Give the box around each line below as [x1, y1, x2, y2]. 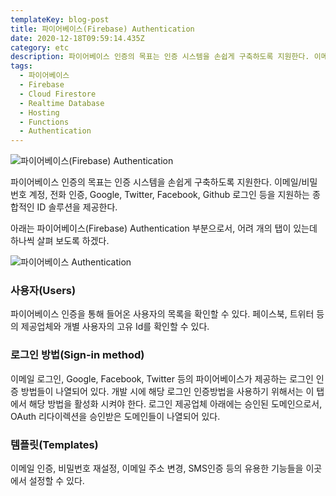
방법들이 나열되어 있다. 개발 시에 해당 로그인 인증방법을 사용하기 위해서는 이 [20, 385, 315, 397]
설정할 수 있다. [28, 475, 85, 487]
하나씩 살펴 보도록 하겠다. [10, 235, 110, 247]
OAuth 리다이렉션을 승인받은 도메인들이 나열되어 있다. [10, 410, 221, 422]
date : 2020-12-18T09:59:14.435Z [10, 33, 145, 43]
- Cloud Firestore [19, 89, 97, 99]
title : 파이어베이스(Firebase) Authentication [10, 24, 195, 34]
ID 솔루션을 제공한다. [36, 201, 118, 213]
